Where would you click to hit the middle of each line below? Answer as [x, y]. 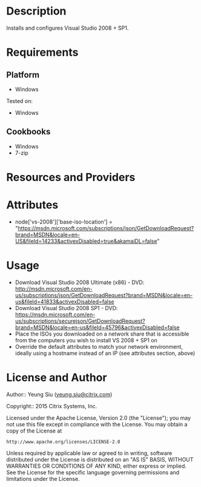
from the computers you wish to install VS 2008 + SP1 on [86, 340]
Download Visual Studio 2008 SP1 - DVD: [66, 308]
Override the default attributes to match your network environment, [99, 346]
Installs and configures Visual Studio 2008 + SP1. [68, 28]
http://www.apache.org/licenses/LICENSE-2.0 [63, 442]
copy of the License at [34, 431]
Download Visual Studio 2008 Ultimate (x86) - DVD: [80, 282]
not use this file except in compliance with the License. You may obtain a [97, 424]
